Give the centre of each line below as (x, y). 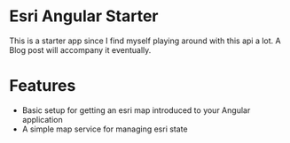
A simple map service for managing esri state (105, 129)
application (43, 119)
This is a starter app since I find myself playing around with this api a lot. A (145, 41)
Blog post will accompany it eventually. (80, 49)
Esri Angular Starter (84, 16)
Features (43, 86)
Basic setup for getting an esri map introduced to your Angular (136, 110)
